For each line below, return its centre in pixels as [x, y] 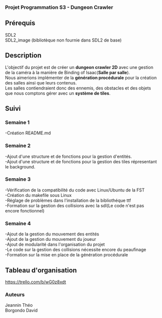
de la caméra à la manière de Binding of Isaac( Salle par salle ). [68, 72]
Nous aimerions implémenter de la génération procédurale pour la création [81, 78]
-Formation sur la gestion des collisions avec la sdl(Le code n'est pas [75, 205]
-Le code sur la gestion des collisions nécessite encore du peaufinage [76, 250]
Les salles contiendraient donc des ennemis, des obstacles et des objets [78, 88]
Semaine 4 [18, 223]
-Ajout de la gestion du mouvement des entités [52, 234]
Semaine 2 [18, 146]
